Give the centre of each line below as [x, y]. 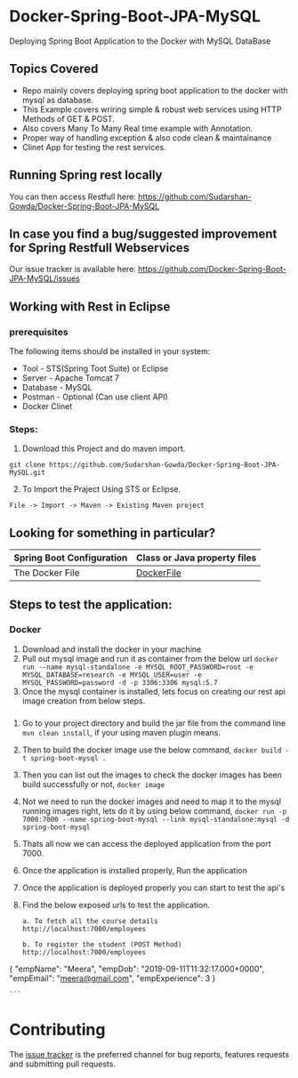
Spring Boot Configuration [71, 558]
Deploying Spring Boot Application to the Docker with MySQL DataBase [140, 41]
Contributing [57, 1030]
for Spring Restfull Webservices [100, 248]
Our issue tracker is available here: [72, 269]
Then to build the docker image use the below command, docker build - [156, 750]
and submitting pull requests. [62, 1064]
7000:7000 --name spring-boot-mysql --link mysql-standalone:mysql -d [156, 819]
